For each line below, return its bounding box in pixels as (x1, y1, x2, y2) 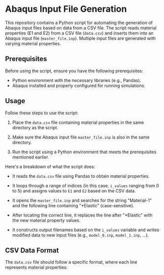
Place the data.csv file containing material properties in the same (12, 119, 144, 125)
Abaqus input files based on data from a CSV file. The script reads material (5, 25, 157, 30)
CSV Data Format (5, 246, 59, 254)
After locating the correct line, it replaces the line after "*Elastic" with (12, 212, 153, 218)
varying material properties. (5, 40, 61, 46)
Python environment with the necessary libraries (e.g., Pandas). (12, 77, 141, 83)
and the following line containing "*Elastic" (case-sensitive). (12, 202, 135, 208)
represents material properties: (5, 264, 68, 271)
